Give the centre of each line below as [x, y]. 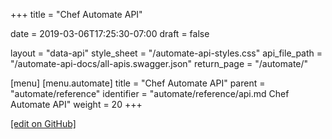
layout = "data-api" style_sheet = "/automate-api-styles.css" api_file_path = [166, 53]
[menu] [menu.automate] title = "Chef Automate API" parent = [138, 83]
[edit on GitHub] [43, 123]
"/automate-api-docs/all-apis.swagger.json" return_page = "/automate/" [159, 63]
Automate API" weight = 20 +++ [76, 104]
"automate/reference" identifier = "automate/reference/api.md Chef [150, 93]
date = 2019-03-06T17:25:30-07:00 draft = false [110, 33]
